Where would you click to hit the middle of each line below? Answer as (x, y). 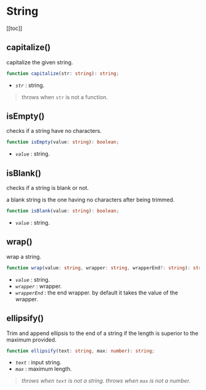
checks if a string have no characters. (54, 131)
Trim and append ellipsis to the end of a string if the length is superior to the (102, 333)
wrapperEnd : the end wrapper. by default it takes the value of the (97, 293)
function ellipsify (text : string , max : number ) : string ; (81, 351)
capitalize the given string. (40, 62)
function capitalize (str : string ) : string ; (63, 73)
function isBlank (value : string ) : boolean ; (63, 211)
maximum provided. (32, 339)
